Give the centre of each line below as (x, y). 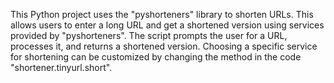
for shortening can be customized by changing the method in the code (156, 57)
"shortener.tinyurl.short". (61, 67)
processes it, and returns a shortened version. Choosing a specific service (164, 46)
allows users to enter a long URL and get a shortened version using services (167, 25)
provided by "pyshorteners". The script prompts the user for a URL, (149, 35)
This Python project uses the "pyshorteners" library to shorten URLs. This (162, 14)
